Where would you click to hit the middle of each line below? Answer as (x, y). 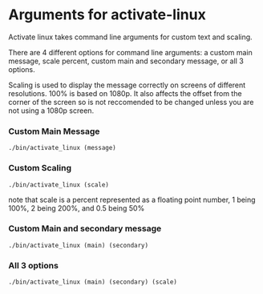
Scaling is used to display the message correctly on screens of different (127, 85)
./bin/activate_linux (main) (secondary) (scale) (93, 282)
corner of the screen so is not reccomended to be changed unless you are (131, 102)
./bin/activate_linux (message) (62, 148)
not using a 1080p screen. (51, 111)
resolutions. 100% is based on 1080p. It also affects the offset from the (125, 93)
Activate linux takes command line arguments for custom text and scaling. (130, 37)
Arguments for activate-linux (107, 15)
